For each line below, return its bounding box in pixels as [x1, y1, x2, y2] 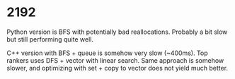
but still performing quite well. [6, 35, 93, 43]
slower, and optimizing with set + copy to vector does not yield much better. [6, 63, 228, 72]
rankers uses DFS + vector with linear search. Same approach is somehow [6, 56, 224, 64]
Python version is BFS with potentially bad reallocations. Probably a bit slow [6, 28, 228, 36]
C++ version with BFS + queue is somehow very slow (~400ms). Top [6, 49, 208, 57]
